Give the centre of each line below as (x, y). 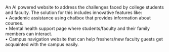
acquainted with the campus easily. (42, 44)
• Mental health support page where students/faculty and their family (78, 28)
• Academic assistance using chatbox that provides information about (78, 18)
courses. (14, 23)
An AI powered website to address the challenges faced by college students (85, 7)
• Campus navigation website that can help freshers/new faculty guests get (84, 39)
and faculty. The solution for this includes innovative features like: (74, 12)
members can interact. (29, 34)
